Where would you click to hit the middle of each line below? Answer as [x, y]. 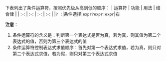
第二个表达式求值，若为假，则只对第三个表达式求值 [65, 54]
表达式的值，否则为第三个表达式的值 [50, 41]
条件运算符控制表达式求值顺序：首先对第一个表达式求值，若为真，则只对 [86, 47]
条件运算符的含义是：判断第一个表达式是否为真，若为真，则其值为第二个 [86, 35]
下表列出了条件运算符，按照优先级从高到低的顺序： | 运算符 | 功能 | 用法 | [80, 8]
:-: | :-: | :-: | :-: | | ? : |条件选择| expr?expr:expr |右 [70, 14]
